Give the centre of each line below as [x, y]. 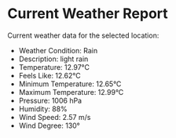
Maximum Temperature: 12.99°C [71, 92]
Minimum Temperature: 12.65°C [70, 84]
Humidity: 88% [43, 109]
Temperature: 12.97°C [54, 67]
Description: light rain [53, 59]
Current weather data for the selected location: [83, 35]
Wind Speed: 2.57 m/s [55, 117]
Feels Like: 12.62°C [49, 75]
